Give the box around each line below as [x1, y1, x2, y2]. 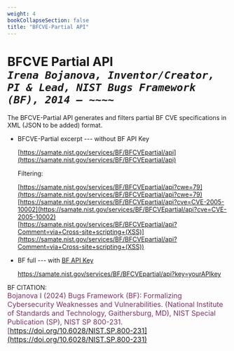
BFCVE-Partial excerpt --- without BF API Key [17, 135, 149, 143]
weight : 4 [7, 10, 36, 18]
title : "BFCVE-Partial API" [7, 23, 90, 30]
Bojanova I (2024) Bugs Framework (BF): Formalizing [7, 291, 182, 300]
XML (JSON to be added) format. [7, 121, 103, 130]
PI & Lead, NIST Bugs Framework [7, 81, 196, 94]
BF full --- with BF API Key [17, 256, 94, 265]
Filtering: [17, 169, 43, 178]
